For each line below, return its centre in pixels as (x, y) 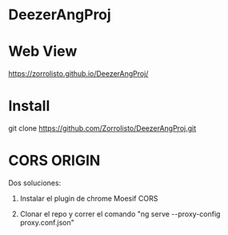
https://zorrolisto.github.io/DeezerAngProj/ (78, 74)
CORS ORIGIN (54, 161)
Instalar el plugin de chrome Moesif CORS (89, 199)
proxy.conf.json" (47, 223)
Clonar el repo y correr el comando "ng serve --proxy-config (120, 214)
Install (29, 106)
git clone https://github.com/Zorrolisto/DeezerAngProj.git (102, 128)
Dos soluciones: (35, 183)
